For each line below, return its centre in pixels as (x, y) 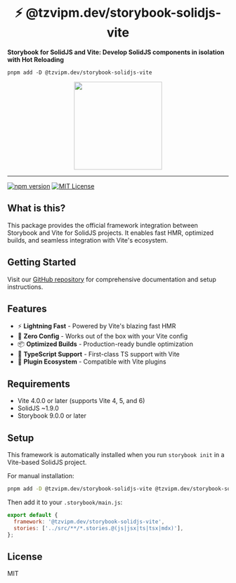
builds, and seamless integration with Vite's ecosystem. (88, 240)
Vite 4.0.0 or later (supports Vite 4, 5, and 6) (81, 401)
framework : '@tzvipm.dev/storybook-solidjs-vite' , (89, 521)
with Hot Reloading (36, 59)
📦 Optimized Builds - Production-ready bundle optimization (105, 344)
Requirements (39, 384)
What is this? (37, 209)
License (25, 557)
